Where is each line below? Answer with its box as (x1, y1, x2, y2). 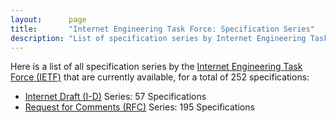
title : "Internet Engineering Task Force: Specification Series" (10, 24, 315, 34)
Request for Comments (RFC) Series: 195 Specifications (24, 101, 255, 113)
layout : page (10, 14, 87, 25)
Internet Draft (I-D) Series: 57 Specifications (24, 91, 207, 103)
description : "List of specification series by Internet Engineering (10, 33, 307, 43)
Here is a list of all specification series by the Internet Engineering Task (10, 61, 303, 73)
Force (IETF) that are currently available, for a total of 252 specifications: (10, 71, 310, 83)
